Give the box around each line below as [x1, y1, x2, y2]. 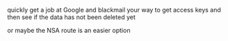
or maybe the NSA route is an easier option [7, 27, 131, 34]
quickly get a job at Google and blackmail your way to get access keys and [7, 6, 221, 14]
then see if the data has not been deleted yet [7, 13, 136, 21]
